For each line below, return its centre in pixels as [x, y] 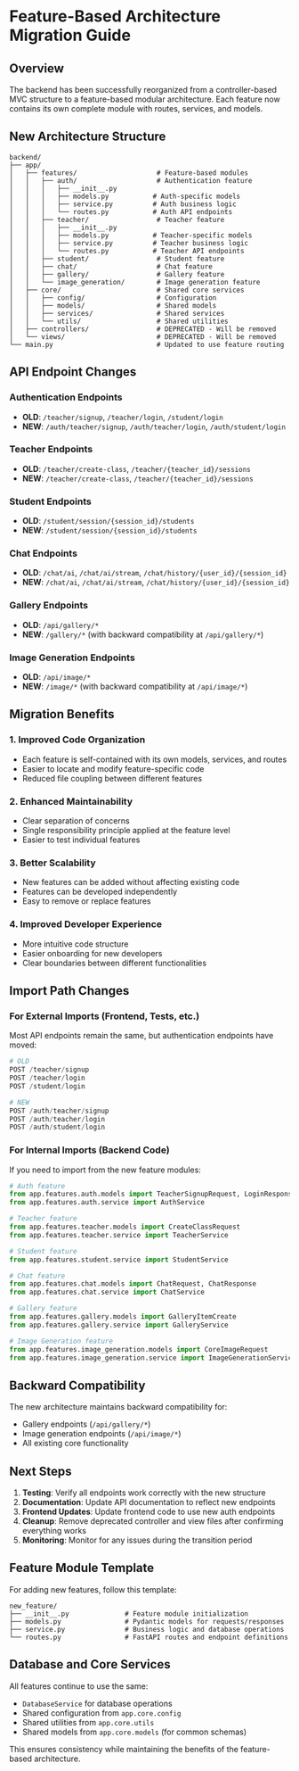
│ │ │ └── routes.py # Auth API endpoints [121, 211]
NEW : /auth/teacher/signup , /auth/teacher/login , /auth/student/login [154, 426]
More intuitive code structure [75, 944]
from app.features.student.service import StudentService [119, 1260]
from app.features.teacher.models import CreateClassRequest [125, 1227]
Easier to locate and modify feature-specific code [113, 768]
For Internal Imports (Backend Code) [90, 1150]
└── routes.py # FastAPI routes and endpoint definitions [149, 1637]
